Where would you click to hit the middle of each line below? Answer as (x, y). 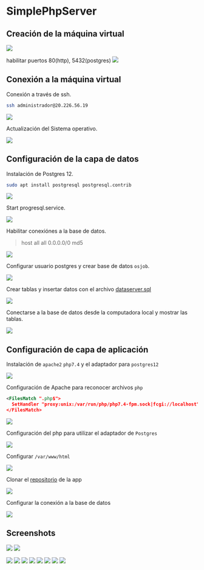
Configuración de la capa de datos (73, 159)
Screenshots (31, 533)
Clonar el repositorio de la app (44, 479)
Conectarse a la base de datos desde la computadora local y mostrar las (97, 312)
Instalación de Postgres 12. (40, 174)
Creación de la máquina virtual (65, 34)
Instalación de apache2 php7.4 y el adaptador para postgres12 (83, 364)
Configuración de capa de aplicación (77, 349)
